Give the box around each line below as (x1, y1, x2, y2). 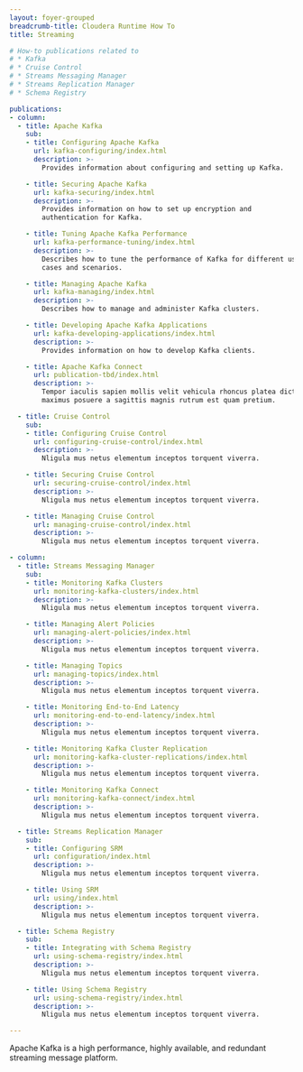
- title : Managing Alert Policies (25, 620, 155, 629)
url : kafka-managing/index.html (32, 288, 155, 297)
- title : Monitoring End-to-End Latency (25, 703, 179, 712)
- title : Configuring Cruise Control (25, 429, 168, 438)
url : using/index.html (32, 893, 119, 902)
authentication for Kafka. (41, 213, 143, 222)
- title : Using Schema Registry (25, 984, 147, 993)
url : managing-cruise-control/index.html (32, 520, 192, 529)
